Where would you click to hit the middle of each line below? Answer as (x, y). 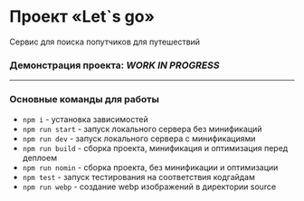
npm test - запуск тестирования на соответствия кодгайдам (139, 177)
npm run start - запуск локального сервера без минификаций (142, 129)
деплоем (39, 158)
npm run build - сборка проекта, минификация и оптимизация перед (155, 148)
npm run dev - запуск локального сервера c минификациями (139, 139)
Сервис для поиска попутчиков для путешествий (105, 42)
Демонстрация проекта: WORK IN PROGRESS (114, 65)
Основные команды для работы (85, 100)
